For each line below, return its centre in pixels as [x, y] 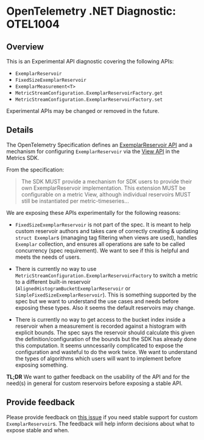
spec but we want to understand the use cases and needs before [97, 301]
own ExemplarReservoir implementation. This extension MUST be [104, 188]
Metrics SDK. [23, 157]
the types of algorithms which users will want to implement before [98, 358]
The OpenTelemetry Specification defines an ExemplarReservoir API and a [100, 145]
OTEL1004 [33, 24]
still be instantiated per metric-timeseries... [75, 201]
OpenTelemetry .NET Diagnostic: [91, 11]
